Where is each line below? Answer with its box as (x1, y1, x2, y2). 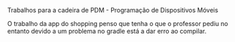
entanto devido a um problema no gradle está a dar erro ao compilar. (7, 27, 207, 35)
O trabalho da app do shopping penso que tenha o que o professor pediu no (7, 20, 229, 27)
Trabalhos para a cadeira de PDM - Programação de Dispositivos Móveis (7, 6, 219, 14)
